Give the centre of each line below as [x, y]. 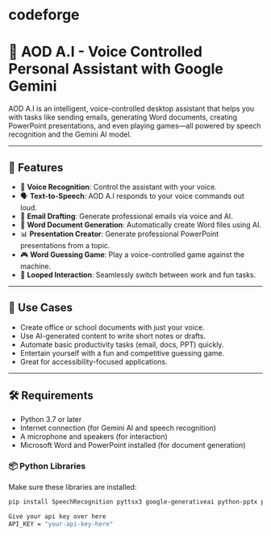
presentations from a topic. [65, 245]
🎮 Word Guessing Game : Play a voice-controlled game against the [132, 254]
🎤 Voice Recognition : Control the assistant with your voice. [119, 187]
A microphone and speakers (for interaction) [94, 436]
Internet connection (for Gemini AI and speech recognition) [118, 428]
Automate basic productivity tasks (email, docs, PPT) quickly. [122, 344]
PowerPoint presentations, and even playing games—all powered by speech [135, 126]
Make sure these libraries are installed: [73, 487]
